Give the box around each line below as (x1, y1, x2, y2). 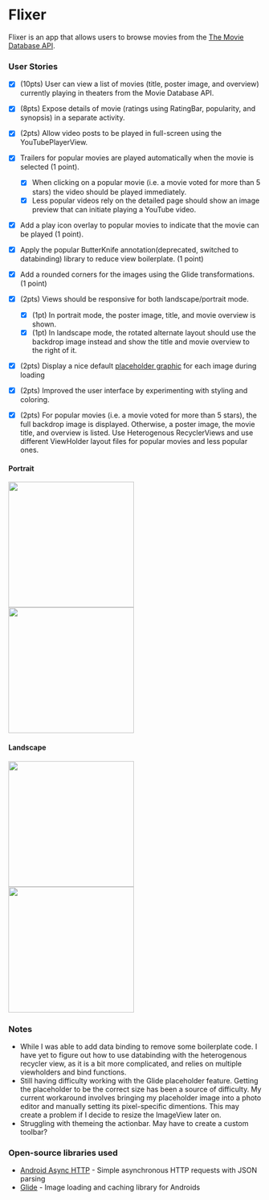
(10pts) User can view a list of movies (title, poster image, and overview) (19, 79, 259, 89)
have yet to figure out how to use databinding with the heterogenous (19, 1050, 247, 1059)
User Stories (8, 60, 59, 72)
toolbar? (19, 1127, 48, 1136)
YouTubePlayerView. (19, 138, 88, 147)
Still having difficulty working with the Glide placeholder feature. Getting (19, 1075, 259, 1085)
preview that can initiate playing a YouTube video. (31, 204, 197, 214)
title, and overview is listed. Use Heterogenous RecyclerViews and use (19, 428, 254, 438)
